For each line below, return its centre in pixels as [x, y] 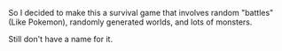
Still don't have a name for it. [60, 39]
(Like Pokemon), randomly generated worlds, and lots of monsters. [130, 22]
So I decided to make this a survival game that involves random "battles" [141, 13]
